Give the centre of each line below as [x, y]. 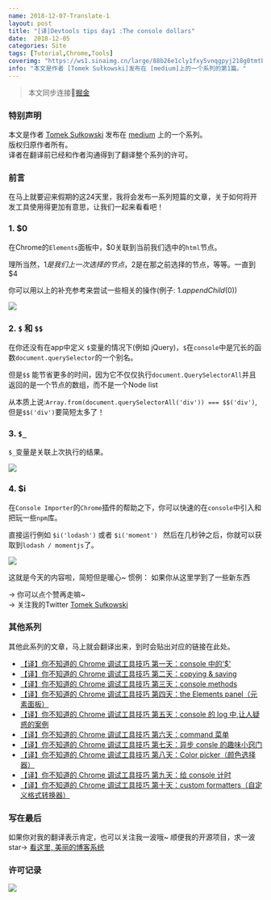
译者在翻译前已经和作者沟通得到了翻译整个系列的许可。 [100, 155]
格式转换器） [48, 795]
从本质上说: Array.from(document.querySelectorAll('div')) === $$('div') [132, 402]
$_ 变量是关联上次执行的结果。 [58, 452]
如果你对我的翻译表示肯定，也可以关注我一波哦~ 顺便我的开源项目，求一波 [132, 837]
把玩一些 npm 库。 [35, 518]
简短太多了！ [83, 412]
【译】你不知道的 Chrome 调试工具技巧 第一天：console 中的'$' [125, 663]
